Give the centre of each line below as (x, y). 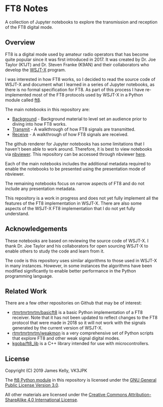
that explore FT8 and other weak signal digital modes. (66, 338)
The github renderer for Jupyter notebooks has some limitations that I (75, 144)
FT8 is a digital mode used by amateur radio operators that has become (77, 54)
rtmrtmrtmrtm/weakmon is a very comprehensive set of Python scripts (83, 333)
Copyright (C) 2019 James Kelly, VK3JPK (46, 370)
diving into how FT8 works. (39, 124)
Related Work (26, 291)
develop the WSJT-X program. (36, 70)
